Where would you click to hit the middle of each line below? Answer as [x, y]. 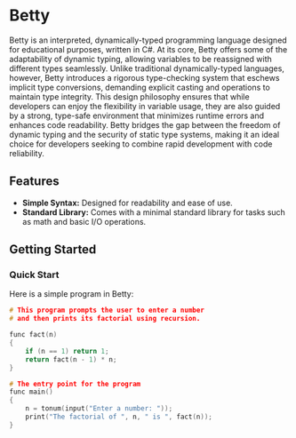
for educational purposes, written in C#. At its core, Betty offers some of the [148, 49]
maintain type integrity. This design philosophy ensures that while [130, 96]
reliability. [27, 153]
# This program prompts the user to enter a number [107, 311]
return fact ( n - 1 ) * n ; [71, 359]
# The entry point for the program [75, 384]
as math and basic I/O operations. [84, 221]
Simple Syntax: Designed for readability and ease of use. [127, 203]
